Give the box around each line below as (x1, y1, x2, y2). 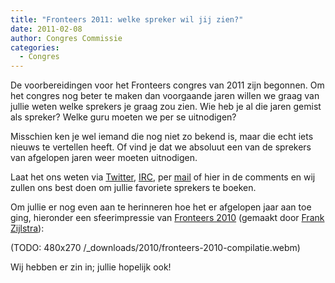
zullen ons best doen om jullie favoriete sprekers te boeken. (10, 182, 257, 194)
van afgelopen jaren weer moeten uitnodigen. (10, 152, 198, 164)
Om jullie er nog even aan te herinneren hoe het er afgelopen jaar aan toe (10, 201, 312, 213)
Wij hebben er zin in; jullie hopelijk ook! (10, 261, 172, 273)
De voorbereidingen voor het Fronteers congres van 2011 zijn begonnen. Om (10, 79, 325, 91)
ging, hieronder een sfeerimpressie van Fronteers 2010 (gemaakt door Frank (10, 212, 325, 224)
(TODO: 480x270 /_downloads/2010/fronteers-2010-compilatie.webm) (10, 242, 301, 254)
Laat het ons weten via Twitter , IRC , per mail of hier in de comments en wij (10, 171, 316, 183)
